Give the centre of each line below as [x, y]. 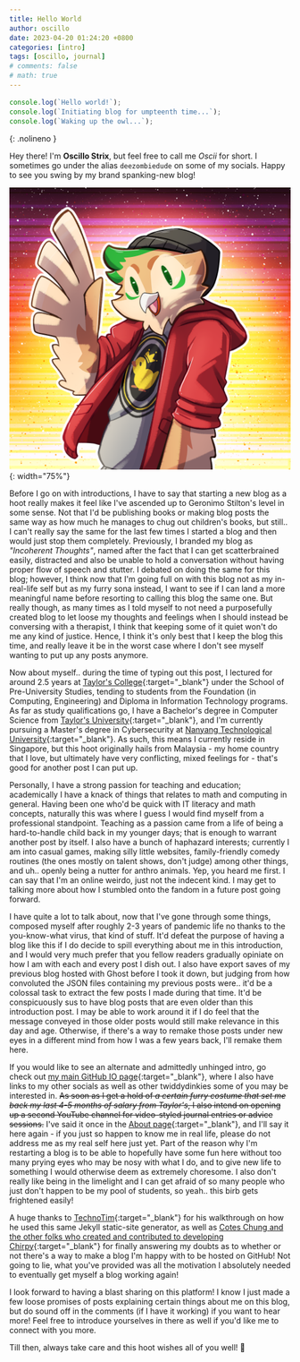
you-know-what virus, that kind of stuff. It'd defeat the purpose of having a [147, 935]
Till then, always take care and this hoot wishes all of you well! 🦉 [127, 1347]
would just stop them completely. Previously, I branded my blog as [131, 541]
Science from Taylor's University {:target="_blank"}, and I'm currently [136, 720]
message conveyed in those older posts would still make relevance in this [144, 1021]
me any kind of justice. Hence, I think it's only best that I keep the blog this [146, 636]
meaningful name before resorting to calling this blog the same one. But [142, 598]
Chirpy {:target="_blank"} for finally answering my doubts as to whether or [145, 1246]
